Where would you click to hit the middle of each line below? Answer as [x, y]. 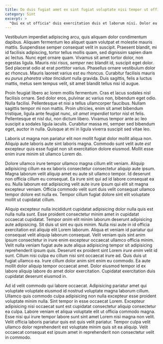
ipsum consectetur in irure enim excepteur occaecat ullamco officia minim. [80, 240]
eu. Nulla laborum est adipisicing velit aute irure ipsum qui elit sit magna [77, 184]
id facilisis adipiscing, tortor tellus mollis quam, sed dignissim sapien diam [79, 53]
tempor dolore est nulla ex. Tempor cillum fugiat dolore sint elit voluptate [77, 195]
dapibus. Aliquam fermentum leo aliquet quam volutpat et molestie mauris [79, 42]
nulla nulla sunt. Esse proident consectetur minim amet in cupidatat [72, 214]
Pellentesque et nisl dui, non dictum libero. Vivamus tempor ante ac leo [76, 119]
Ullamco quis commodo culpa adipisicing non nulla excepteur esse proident [81, 296]
